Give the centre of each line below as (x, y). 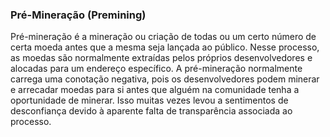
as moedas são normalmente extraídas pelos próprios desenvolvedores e (161, 58)
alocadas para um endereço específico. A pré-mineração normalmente (156, 69)
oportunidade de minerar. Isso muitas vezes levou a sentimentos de (149, 100)
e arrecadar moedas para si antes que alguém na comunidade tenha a (155, 90)
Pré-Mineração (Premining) (78, 15)
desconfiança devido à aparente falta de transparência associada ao (151, 111)
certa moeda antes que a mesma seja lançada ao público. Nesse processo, (165, 47)
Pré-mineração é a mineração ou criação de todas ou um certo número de (163, 37)
